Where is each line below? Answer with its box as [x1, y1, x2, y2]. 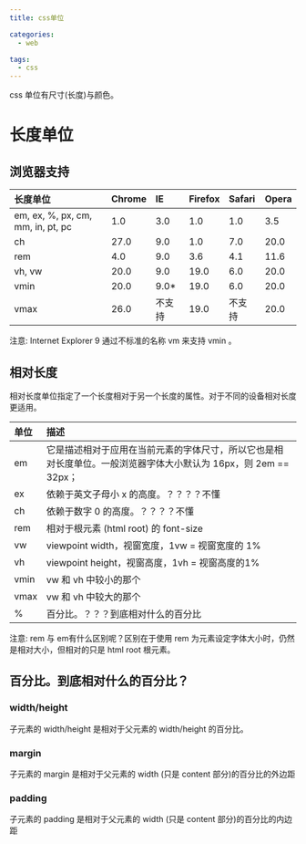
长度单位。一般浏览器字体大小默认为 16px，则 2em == [55, 457, 290, 470]
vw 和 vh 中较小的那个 [46, 573, 141, 586]
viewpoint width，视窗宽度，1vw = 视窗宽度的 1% [46, 539, 261, 552]
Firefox [189, 193, 220, 205]
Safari [229, 193, 256, 205]
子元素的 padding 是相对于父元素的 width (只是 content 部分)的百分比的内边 [9, 814, 293, 825]
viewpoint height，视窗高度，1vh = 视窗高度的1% [46, 556, 260, 568]
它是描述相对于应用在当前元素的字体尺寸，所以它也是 [46, 443, 275, 456]
